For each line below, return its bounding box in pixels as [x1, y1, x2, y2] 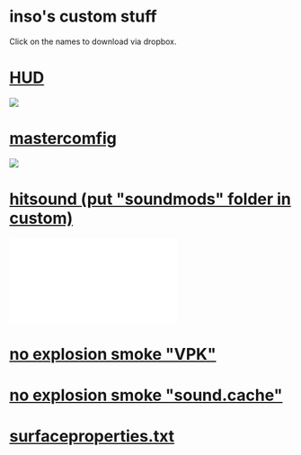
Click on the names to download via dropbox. [9, 36, 177, 47]
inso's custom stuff [9, 6, 157, 27]
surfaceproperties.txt [9, 426, 175, 447]
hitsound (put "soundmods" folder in [9, 189, 292, 209]
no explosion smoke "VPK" [9, 343, 217, 364]
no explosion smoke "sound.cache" [9, 385, 283, 406]
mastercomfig [9, 129, 117, 149]
